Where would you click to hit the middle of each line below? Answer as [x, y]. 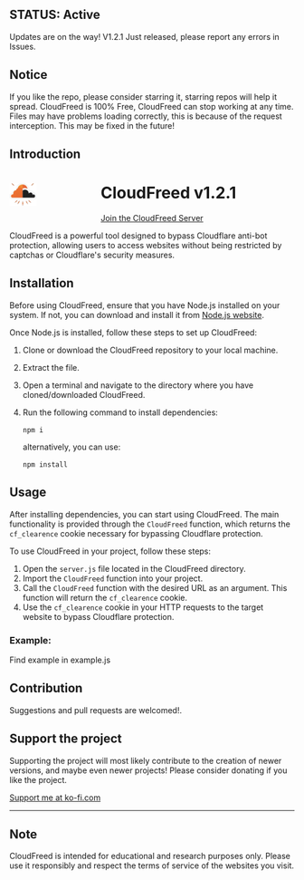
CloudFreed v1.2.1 [169, 193]
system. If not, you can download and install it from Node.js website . [137, 314]
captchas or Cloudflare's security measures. [92, 255]
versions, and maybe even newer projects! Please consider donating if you [148, 770]
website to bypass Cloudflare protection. [98, 616]
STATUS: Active [55, 15]
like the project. [38, 779]
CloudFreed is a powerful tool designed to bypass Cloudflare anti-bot [138, 236]
